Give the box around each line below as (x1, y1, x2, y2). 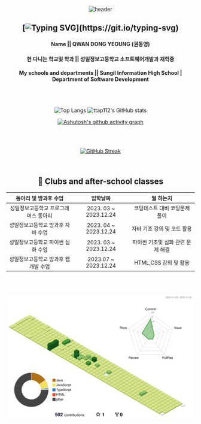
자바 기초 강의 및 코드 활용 (131, 225, 193, 232)
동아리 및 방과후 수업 (16, 195, 64, 202)
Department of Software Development (51, 75, 150, 83)
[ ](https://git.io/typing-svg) (22, 23, 179, 33)
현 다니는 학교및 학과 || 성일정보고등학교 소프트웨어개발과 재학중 (26, 55, 175, 62)
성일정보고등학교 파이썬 (9, 238, 64, 246)
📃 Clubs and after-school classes (38, 176, 163, 186)
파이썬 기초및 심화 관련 (132, 238, 185, 246)
